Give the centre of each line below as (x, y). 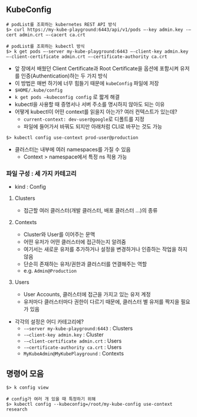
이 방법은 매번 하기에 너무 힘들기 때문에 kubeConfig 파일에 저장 (87, 83)
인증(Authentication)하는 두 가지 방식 (64, 76)
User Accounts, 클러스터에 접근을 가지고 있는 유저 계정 (87, 295)
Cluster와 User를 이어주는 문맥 (59, 235)
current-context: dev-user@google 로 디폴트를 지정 (84, 119)
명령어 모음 (25, 374)
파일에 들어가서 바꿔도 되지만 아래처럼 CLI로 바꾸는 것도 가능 (93, 126)
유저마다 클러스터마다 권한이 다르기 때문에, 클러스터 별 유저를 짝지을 (101, 302)
